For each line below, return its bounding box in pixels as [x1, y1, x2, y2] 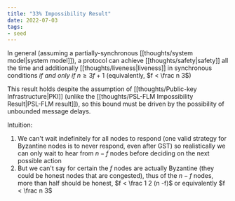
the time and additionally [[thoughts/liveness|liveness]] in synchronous [7, 64, 213, 72]
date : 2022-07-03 [7, 17, 58, 24]
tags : [7, 23, 23, 30]
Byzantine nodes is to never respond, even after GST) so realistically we [17, 141, 226, 151]
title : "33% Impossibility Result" [7, 10, 112, 18]
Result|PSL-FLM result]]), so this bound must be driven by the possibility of [7, 99, 224, 109]
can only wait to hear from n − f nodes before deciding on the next [17, 149, 210, 158]
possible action [17, 157, 62, 165]
